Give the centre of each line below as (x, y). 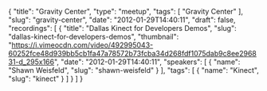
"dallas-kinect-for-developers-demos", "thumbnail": (94, 36)
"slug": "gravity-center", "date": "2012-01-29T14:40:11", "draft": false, (122, 20)
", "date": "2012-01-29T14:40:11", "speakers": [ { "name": (147, 62)
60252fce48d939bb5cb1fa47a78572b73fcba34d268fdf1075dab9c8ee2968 (133, 53)
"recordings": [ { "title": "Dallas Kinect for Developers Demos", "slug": (122, 28)
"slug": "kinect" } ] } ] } (46, 79)
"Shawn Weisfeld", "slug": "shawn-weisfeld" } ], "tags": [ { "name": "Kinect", (133, 70)
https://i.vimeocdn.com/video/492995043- (82, 45)
